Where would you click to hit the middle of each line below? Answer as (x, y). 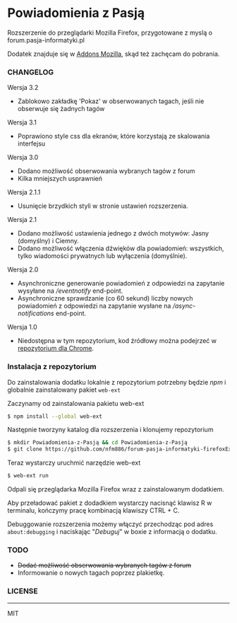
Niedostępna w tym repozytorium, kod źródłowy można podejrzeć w (117, 341)
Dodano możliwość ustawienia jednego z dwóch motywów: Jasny (113, 233)
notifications (36, 313)
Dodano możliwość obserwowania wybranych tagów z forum (106, 171)
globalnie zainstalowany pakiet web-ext (64, 390)
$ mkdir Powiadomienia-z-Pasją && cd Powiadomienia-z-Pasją (98, 443)
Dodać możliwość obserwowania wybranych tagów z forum (104, 565)
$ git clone (25, 449)
